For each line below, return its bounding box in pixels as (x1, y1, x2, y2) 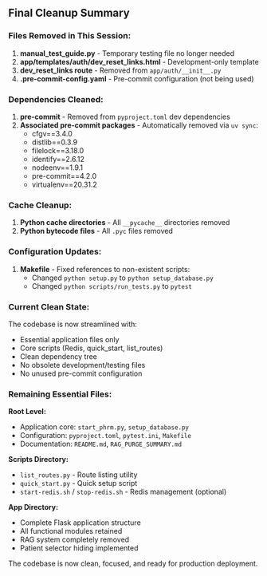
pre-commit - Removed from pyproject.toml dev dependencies (19, 112, 231, 121)
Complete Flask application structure (19, 518, 141, 527)
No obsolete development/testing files (19, 360, 146, 369)
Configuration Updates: (8, 247, 102, 258)
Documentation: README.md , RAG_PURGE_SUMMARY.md (19, 439, 182, 449)
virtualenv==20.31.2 (31, 180, 98, 189)
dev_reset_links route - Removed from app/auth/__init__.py (19, 65, 222, 75)
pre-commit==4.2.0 (31, 171, 97, 180)
